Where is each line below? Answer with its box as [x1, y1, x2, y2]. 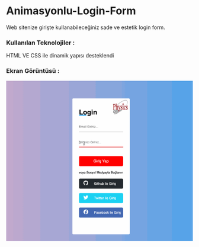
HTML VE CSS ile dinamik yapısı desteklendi [6, 52, 114, 59]
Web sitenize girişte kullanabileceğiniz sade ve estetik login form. [6, 24, 166, 31]
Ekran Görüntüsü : [6, 67, 60, 75]
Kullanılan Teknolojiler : [6, 39, 75, 47]
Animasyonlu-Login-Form [6, 4, 136, 18]
